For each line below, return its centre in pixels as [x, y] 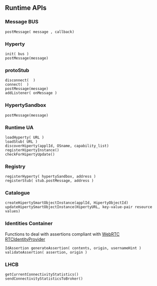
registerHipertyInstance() [32, 150]
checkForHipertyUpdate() [30, 154]
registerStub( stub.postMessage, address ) [50, 181]
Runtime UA [19, 127]
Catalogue [17, 193]
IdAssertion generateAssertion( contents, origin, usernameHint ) [73, 248]
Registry [15, 166]
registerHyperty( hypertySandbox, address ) [50, 177]
